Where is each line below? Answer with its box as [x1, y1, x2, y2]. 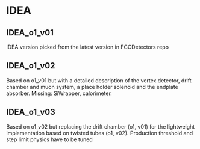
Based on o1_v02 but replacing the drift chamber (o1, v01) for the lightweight [6, 123, 195, 130]
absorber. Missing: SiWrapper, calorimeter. [6, 90, 113, 97]
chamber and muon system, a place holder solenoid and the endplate [6, 83, 179, 90]
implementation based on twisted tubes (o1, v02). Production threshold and [6, 129, 193, 136]
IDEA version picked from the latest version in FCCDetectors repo [6, 43, 169, 50]
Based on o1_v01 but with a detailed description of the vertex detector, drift [6, 76, 192, 84]
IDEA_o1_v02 [6, 61, 55, 71]
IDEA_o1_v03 [6, 107, 55, 117]
